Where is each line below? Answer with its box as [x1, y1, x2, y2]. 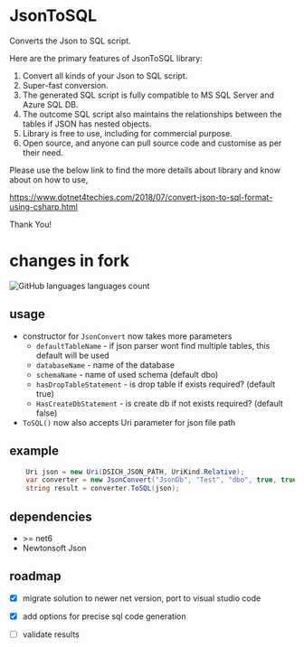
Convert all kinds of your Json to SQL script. [22, 70, 188, 81]
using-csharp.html [9, 201, 79, 212]
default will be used [35, 350, 110, 361]
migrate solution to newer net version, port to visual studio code [22, 593, 261, 604]
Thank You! [9, 219, 52, 230]
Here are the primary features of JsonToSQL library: [9, 52, 204, 63]
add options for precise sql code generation [22, 611, 186, 622]
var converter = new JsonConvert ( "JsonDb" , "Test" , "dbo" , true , [25, 475, 278, 484]
